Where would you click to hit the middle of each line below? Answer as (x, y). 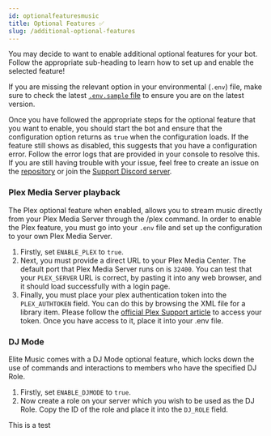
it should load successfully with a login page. (95, 286)
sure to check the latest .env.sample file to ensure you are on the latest (126, 96)
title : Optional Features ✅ (57, 24)
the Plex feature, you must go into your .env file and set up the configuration (135, 227)
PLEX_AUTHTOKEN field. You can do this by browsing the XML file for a (133, 303)
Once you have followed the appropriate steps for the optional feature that (132, 120)
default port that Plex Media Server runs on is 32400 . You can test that (136, 269)
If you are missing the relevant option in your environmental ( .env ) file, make (135, 87)
